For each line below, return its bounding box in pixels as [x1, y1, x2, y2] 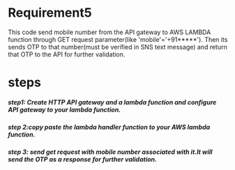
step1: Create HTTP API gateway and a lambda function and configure [8, 98, 217, 106]
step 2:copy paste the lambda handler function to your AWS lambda [8, 123, 211, 132]
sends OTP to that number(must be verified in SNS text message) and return [8, 42, 227, 51]
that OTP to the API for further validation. [8, 50, 126, 59]
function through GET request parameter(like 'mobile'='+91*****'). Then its [8, 35, 228, 43]
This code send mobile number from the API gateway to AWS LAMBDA [8, 28, 211, 36]
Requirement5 [8, 5, 93, 21]
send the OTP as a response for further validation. [8, 155, 158, 164]
